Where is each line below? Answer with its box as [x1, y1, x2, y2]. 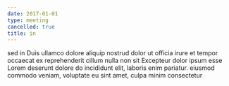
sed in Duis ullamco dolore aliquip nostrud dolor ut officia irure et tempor [7, 49, 218, 57]
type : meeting [7, 17, 49, 24]
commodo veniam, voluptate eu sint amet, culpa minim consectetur [7, 71, 203, 80]
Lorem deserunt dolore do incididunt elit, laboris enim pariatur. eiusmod [7, 64, 215, 72]
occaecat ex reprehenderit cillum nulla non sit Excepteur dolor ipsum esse [7, 57, 223, 65]
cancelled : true [7, 23, 55, 30]
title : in [7, 29, 37, 37]
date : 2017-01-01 [7, 10, 58, 17]
